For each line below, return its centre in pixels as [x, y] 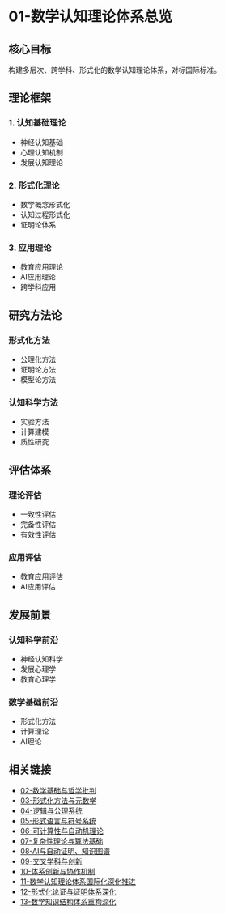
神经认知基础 [41, 142]
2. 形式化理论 [34, 185]
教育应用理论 [41, 267]
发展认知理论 [41, 162]
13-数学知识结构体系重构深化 [68, 902]
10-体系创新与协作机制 [57, 872]
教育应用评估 [41, 576]
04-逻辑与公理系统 [51, 811]
